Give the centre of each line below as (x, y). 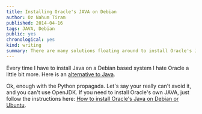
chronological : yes (31, 40)
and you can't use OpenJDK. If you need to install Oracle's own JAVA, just (98, 92)
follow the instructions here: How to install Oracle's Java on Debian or (93, 98)
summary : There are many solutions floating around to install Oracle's (99, 51)
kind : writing (24, 46)
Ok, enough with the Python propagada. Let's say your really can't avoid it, (99, 86)
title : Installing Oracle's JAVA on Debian (62, 12)
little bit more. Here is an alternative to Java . (61, 74)
